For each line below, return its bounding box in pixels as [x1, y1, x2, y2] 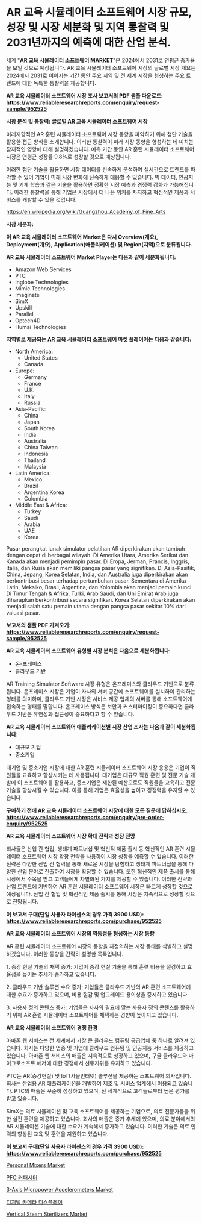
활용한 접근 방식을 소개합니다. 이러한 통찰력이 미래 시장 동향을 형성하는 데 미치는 [6, 138, 194, 145]
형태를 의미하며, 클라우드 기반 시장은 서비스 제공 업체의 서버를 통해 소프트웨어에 [6, 695, 192, 702]
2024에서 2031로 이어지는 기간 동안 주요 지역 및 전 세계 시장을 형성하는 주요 [6, 72, 185, 79]
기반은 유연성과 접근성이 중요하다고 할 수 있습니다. [17, 710, 135, 718]
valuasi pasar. [6, 609, 41, 616]
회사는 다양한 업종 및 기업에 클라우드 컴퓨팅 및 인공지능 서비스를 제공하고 [23, 1044, 194, 1051]
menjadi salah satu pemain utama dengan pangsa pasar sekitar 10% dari [6, 602, 186, 610]
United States [23, 354, 58, 361]
